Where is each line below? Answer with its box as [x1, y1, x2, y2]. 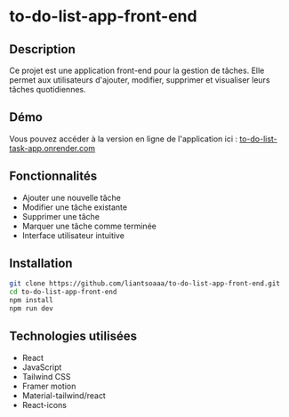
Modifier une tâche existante [21, 202, 127, 213]
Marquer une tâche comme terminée [21, 221, 157, 231]
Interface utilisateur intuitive [21, 229, 124, 241]
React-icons [21, 399, 67, 410]
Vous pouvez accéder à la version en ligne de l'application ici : [9, 133, 238, 144]
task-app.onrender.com [9, 142, 96, 153]
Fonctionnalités [9, 169, 98, 184]
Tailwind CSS [21, 371, 71, 381]
